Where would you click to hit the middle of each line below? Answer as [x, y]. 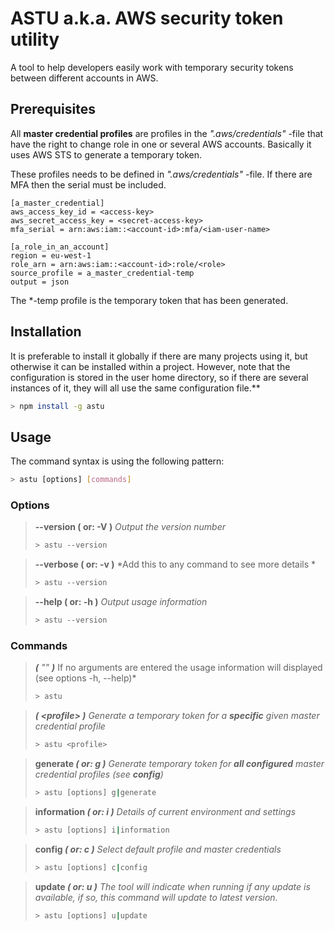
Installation [46, 332]
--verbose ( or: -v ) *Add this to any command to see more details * [175, 564]
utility [35, 39]
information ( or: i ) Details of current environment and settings [165, 811]
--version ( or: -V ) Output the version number [130, 527]
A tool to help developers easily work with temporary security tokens [152, 67]
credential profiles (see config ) [99, 774]
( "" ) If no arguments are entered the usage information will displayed [178, 668]
